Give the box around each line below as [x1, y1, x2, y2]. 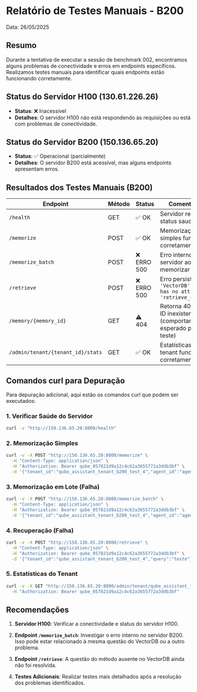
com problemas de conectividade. [14, 120, 97, 127]
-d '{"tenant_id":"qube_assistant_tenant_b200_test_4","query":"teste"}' [11, 556, 195, 562]
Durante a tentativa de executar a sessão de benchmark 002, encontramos [6, 56, 188, 63]
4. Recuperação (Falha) [6, 526, 74, 534]
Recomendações [6, 605, 69, 615]
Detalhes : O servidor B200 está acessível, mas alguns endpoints [14, 160, 172, 167]
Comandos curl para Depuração [6, 375, 125, 385]
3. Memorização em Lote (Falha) [6, 483, 100, 491]
